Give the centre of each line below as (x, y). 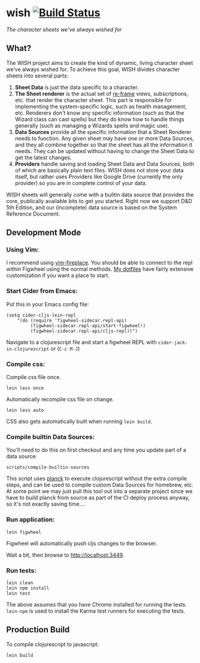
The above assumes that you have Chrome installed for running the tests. (97, 604)
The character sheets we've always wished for (64, 29)
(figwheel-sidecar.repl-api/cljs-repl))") (84, 331)
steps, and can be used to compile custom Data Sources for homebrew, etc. (100, 485)
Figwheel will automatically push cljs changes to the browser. (82, 543)
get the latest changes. (43, 157)
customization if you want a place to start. (58, 276)
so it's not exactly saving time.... (46, 504)
